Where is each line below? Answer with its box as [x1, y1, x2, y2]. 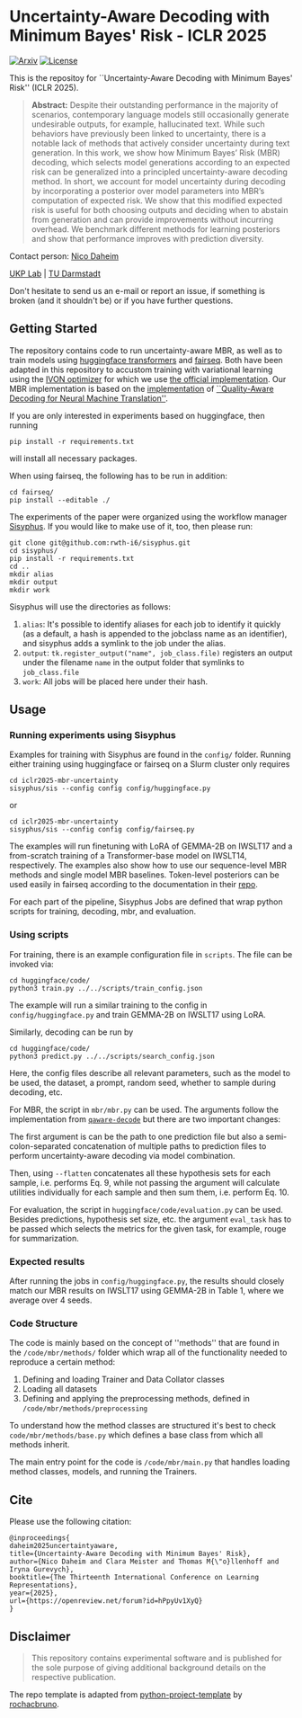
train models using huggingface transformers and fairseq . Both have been [9, 354, 283, 365]
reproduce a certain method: [9, 1357, 115, 1367]
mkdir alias [9, 569, 54, 579]
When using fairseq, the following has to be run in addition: [9, 470, 227, 481]
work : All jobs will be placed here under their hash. [22, 676, 209, 687]
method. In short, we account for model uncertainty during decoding [31, 175, 286, 186]
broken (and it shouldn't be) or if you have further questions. [9, 295, 234, 306]
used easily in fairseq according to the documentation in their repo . [9, 879, 258, 890]
